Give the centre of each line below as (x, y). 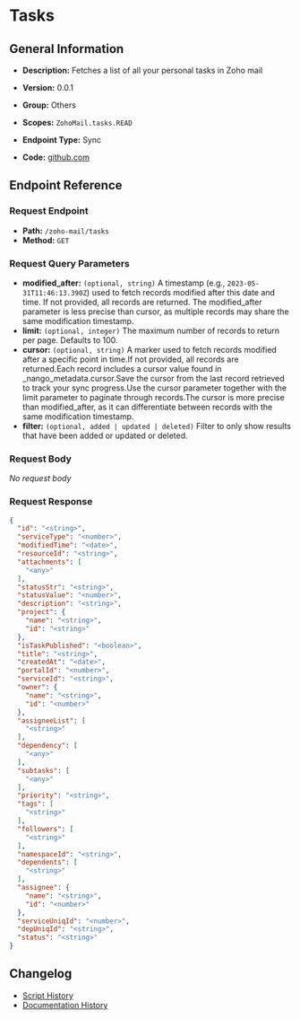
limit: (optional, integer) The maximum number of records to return (151, 330)
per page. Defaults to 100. (70, 340)
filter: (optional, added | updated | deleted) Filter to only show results (157, 426)
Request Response (51, 502)
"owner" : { (38, 688)
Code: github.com (56, 157)
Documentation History (65, 1005)
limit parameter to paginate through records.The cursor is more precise (153, 397)
